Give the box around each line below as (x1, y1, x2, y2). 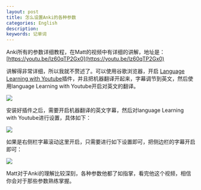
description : (6, 25, 39, 32)
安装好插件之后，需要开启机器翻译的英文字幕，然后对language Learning (6, 106, 184, 114)
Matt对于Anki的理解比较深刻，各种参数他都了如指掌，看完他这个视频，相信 (6, 170, 191, 177)
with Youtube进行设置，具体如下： (6, 114, 92, 121)
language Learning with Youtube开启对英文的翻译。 (11, 82, 139, 90)
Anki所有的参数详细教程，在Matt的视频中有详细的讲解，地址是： (6, 49, 165, 56)
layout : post (6, 8, 39, 15)
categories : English (6, 20, 58, 26)
